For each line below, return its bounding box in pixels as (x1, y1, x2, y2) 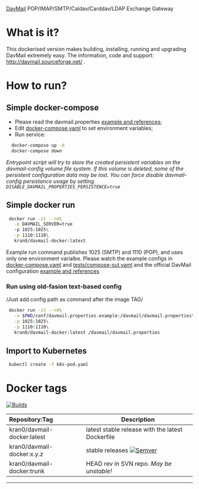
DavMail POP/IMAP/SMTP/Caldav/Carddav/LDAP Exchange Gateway (6, 5, 174, 12)
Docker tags (6, 381, 68, 395)
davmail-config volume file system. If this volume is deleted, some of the (6, 165, 184, 172)
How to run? (6, 79, 67, 93)
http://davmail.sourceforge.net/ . (6, 58, 86, 65)
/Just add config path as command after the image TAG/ (6, 296, 143, 303)
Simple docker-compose (6, 102, 99, 112)
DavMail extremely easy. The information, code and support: (6, 52, 154, 59)
